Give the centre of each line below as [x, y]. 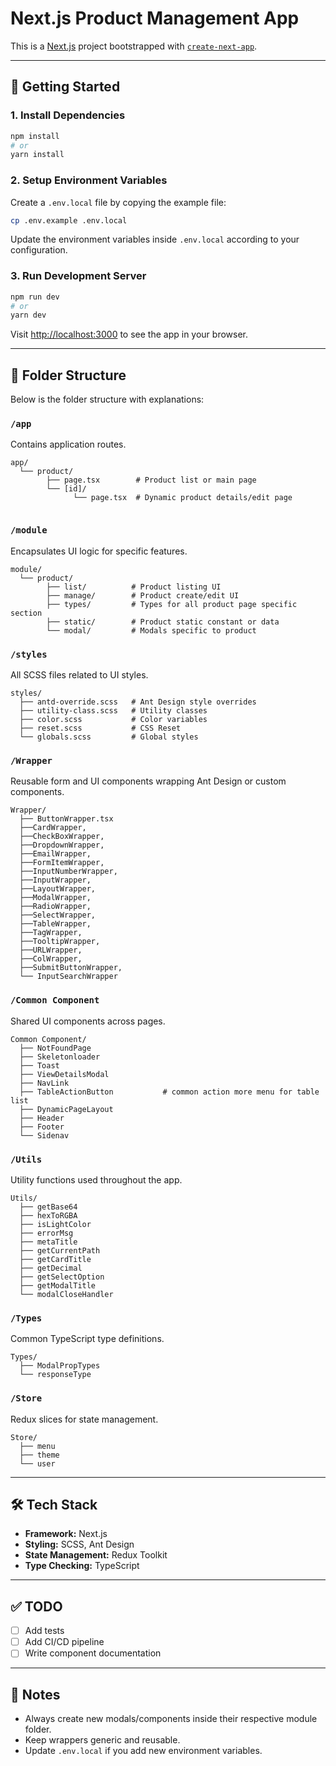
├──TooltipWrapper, [60, 942]
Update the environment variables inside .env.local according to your [155, 239]
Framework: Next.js [66, 1534]
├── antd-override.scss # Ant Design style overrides [138, 702]
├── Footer [42, 1127]
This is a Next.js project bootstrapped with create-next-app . [134, 46]
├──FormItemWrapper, [62, 863]
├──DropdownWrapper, [62, 845]
